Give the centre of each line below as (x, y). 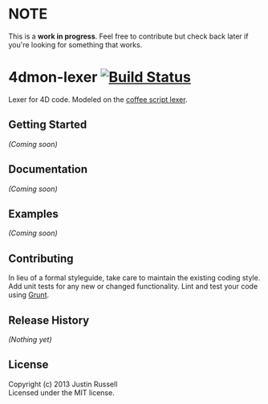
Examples (33, 214)
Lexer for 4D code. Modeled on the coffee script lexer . (98, 99)
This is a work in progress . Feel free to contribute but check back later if (128, 36)
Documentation (48, 169)
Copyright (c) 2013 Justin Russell (63, 384)
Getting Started (48, 125)
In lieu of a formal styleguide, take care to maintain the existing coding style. (134, 278)
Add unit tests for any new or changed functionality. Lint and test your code (133, 287)
